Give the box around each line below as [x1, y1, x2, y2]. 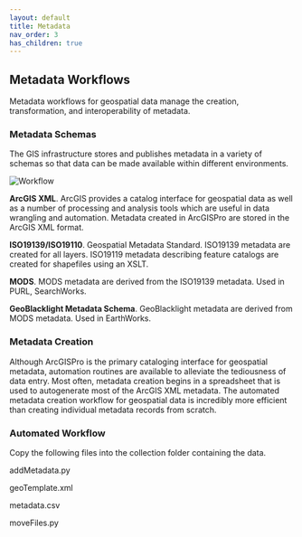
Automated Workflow [9, 427, 106, 439]
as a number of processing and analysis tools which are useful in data [9, 203, 269, 213]
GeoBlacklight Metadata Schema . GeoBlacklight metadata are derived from [9, 304, 293, 315]
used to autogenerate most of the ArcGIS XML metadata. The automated [9, 385, 280, 396]
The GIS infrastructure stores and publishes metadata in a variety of [9, 148, 262, 159]
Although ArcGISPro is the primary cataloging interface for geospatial [9, 356, 269, 367]
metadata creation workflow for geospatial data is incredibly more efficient [9, 394, 288, 405]
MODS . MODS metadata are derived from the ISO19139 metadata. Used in [9, 277, 285, 287]
